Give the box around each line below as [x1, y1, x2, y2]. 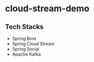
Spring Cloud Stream [12, 41, 55, 47]
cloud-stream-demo [5, 3, 90, 14]
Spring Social [12, 46, 39, 52]
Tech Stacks [5, 23, 44, 31]
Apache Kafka [12, 51, 41, 57]
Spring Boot [12, 35, 37, 41]
